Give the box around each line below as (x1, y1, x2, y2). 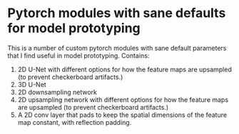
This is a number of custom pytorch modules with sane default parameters (7, 43, 227, 52)
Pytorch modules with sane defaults (7, 5, 226, 21)
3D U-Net (17, 80, 46, 88)
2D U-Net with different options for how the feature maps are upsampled (17, 65, 232, 73)
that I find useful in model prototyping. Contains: (7, 51, 150, 60)
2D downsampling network (17, 88, 98, 96)
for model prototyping (7, 20, 141, 36)
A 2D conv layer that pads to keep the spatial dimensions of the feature (17, 110, 227, 119)
